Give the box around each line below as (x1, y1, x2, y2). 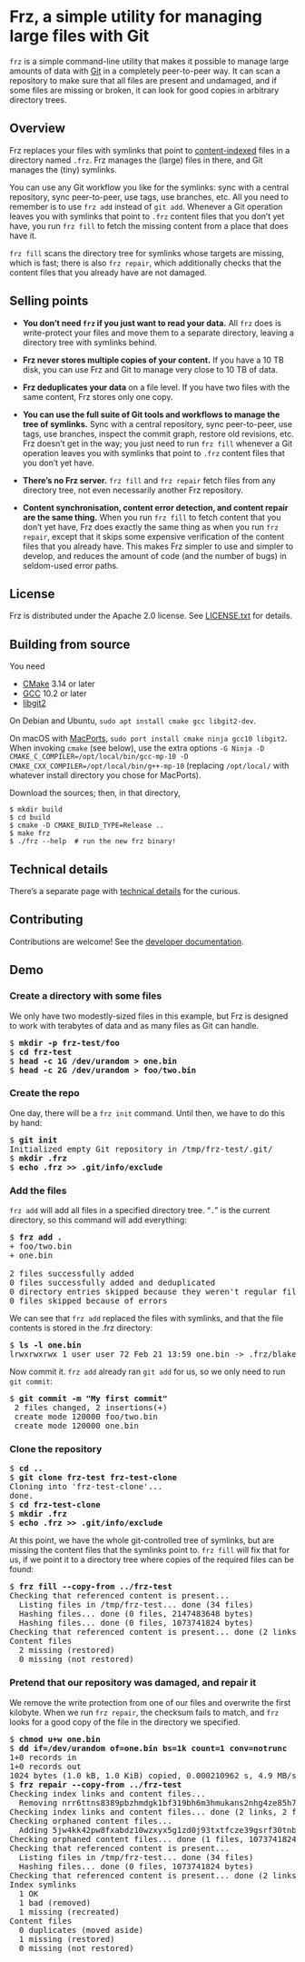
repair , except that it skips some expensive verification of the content (22, 531, 285, 542)
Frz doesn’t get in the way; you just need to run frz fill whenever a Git (22, 438, 293, 449)
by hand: (9, 1117, 43, 1128)
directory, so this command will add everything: (9, 1215, 188, 1226)
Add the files (9, 1184, 67, 1197)
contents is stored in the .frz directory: (9, 1322, 153, 1333)
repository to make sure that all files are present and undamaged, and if (9, 75, 277, 85)
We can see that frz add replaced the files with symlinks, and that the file (9, 1313, 284, 1324)
